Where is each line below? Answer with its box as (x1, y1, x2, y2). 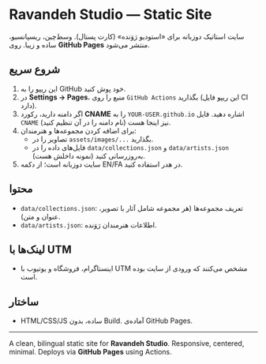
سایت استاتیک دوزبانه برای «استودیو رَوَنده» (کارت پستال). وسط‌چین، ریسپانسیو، (9, 32, 245, 41)
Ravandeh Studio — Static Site (9, 6, 212, 24)
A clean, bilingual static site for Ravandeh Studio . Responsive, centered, (9, 339, 245, 348)
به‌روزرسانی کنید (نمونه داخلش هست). (32, 151, 145, 160)
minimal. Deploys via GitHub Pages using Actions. (9, 347, 172, 357)
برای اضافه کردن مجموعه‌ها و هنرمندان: (20, 126, 137, 135)
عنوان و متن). (20, 212, 61, 221)
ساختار (9, 295, 39, 309)
